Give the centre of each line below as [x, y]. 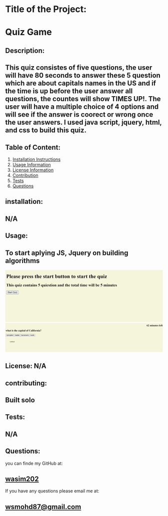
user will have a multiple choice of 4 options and [82, 107]
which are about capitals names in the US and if [81, 83]
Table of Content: [33, 147]
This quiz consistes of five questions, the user [79, 68]
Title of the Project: [46, 9]
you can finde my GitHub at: [34, 463]
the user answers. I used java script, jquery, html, [83, 122]
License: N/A [26, 366]
